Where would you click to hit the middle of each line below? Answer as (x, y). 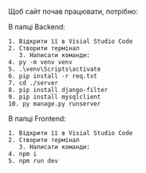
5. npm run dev (33, 161)
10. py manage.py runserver (55, 104)
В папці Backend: (37, 27)
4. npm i (23, 154)
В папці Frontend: (37, 119)
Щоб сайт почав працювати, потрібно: (73, 12)
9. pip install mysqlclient (55, 97)
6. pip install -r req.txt (53, 76)
